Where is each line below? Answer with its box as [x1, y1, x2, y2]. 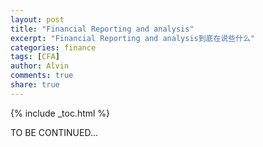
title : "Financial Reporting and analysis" [10, 24, 195, 34]
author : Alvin [10, 61, 70, 71]
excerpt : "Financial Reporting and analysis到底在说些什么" [10, 33, 256, 43]
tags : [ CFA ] [10, 52, 60, 62]
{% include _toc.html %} [10, 107, 111, 119]
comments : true [10, 71, 74, 81]
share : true [10, 80, 60, 90]
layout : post [10, 14, 65, 25]
